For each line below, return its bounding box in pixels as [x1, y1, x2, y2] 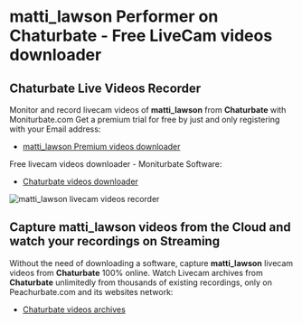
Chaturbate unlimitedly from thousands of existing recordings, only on [9, 277, 273, 288]
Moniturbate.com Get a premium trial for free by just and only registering [9, 115, 280, 125]
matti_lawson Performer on [9, 6, 219, 27]
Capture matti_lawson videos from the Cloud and [9, 219, 291, 235]
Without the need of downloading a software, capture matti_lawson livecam [9, 257, 294, 268]
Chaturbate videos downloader [22, 176, 138, 187]
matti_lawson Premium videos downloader [22, 142, 181, 152]
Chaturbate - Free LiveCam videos [9, 25, 273, 46]
